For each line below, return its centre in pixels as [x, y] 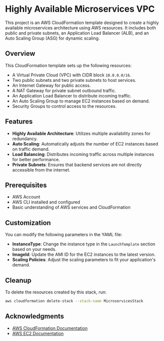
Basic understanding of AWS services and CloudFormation [71, 207]
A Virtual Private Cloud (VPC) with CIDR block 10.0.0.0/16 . [71, 75]
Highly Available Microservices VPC [80, 9]
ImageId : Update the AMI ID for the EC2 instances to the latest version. [84, 255]
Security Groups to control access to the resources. [64, 106]
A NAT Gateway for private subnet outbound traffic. [64, 90]
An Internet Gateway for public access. [51, 85]
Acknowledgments [35, 316]
